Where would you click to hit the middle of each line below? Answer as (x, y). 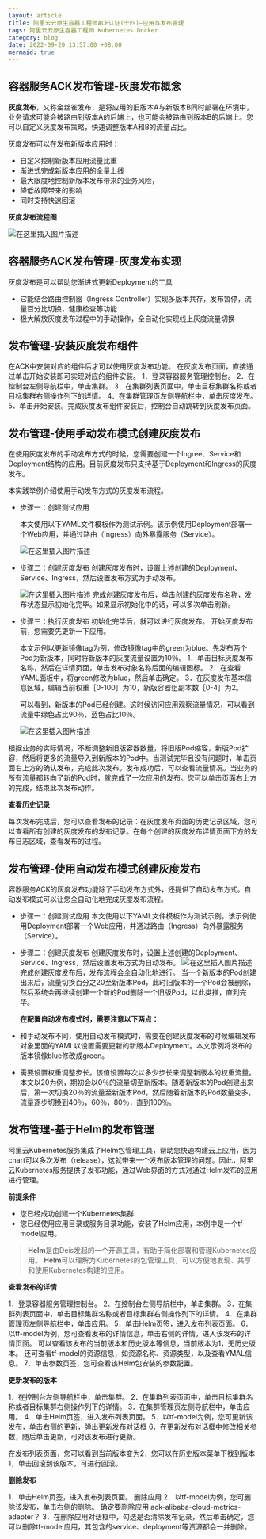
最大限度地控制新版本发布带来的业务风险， (89, 180)
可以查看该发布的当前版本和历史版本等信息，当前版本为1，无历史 (143, 1343)
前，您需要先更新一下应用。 (65, 632)
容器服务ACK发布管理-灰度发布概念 (95, 87)
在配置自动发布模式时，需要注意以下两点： (89, 1019)
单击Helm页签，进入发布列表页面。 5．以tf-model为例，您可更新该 (144, 1416)
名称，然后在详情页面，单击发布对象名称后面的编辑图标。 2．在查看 (130, 668)
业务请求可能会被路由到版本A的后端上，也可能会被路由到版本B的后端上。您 (131, 116)
